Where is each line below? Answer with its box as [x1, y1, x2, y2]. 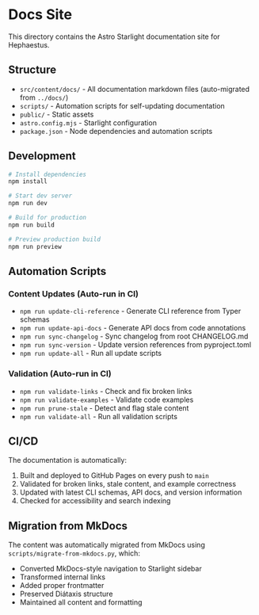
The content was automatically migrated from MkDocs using [8, 541, 206, 550]
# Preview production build [8, 235, 101, 243]
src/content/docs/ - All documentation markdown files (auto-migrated [19, 84, 250, 94]
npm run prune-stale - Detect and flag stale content [19, 403, 189, 413]
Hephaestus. [8, 40, 50, 49]
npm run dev [8, 200, 48, 208]
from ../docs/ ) [19, 93, 69, 102]
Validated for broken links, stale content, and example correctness [19, 479, 236, 489]
